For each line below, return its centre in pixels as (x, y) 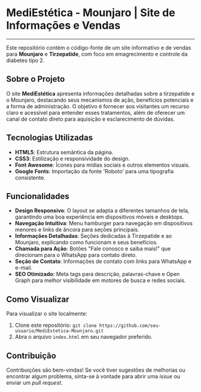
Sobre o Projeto (36, 79)
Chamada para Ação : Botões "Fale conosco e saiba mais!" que (93, 249)
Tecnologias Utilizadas (50, 138)
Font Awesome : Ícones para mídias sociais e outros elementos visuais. (102, 165)
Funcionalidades (38, 196)
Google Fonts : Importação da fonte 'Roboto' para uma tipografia (94, 171)
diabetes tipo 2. (25, 60)
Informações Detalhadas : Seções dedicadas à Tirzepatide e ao (93, 236)
